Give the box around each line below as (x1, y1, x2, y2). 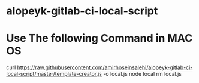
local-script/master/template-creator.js (6, 70, 102, 78)
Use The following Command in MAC (6, 32, 193, 45)
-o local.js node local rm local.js (102, 70, 182, 78)
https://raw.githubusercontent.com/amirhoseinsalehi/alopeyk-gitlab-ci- (17, 64, 193, 71)
